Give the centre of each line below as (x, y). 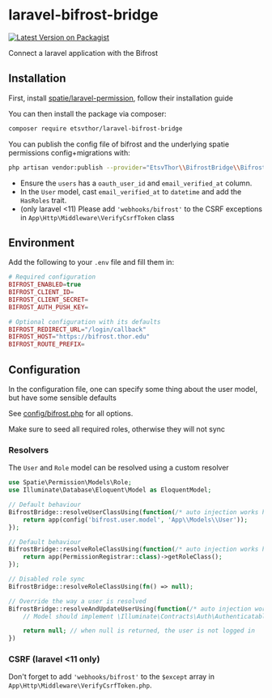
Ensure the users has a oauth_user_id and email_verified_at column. (136, 183)
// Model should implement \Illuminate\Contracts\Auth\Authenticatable (146, 616)
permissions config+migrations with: (70, 152)
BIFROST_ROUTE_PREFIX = (47, 345)
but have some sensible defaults (63, 398)
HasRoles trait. (43, 200)
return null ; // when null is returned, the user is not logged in (139, 631)
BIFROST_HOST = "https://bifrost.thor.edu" (79, 337)
